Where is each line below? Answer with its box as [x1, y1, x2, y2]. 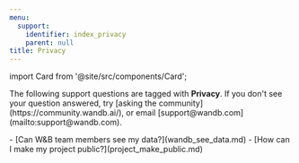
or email [125, 107, 156, 118]
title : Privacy [9, 47, 66, 56]
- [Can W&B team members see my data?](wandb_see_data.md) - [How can [9, 134, 290, 145]
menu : [9, 13, 30, 22]
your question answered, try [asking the [9, 98, 157, 108]
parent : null [25, 38, 75, 47]
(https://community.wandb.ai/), [9, 107, 124, 118]
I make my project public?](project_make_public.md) [9, 144, 204, 155]
